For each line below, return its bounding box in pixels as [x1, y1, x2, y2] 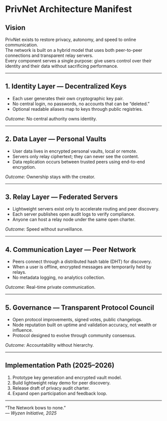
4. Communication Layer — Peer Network [5, 245, 136, 254]
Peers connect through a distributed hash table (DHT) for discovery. [12, 258, 152, 265]
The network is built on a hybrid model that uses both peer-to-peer [5, 47, 143, 53]
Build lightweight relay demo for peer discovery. [12, 380, 111, 386]
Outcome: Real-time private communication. [5, 284, 96, 290]
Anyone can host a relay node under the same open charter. [12, 216, 136, 222]
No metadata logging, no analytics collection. [12, 274, 105, 280]
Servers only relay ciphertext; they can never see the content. [12, 153, 139, 159]
